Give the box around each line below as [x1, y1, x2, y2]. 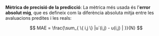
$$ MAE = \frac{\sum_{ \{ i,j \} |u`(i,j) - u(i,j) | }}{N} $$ [30, 25, 143, 31]
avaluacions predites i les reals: [5, 15, 72, 21]
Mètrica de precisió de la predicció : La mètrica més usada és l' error [5, 5, 151, 10]
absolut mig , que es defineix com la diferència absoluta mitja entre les [5, 10, 154, 16]
